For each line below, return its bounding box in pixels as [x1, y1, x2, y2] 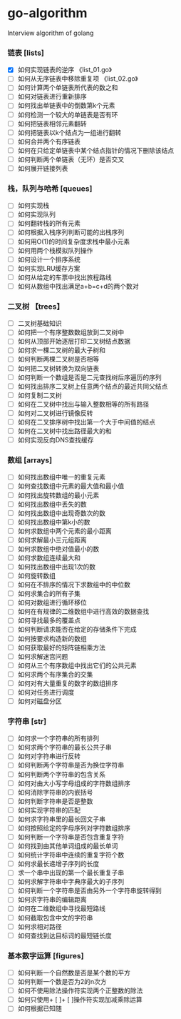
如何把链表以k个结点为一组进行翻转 [17, 128, 122, 136]
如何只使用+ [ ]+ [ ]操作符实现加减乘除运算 [17, 995, 143, 1004]
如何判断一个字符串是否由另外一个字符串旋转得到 [17, 886, 162, 895]
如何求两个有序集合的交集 [17, 670, 93, 678]
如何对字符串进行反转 [17, 752, 81, 760]
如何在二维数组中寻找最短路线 [17, 904, 105, 913]
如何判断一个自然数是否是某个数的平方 [17, 968, 130, 977]
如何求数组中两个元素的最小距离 [17, 527, 112, 535]
